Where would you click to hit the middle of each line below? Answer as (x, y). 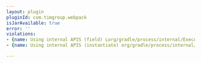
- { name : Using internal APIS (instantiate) (63, 46)
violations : (21, 34)
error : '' (19, 28)
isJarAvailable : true (33, 23)
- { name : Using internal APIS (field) (54, 40)
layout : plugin (25, 12)
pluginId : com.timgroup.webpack (46, 17)
